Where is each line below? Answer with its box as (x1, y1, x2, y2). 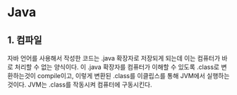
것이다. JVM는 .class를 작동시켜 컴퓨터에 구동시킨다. (7, 80, 152, 89)
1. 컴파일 (7, 34, 42, 46)
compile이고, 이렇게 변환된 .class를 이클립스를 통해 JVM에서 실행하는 (37, 72, 230, 80)
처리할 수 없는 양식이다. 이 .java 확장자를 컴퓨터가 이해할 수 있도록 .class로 (14, 63, 220, 71)
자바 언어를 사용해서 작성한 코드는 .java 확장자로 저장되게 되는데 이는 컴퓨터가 (7, 54, 221, 62)
